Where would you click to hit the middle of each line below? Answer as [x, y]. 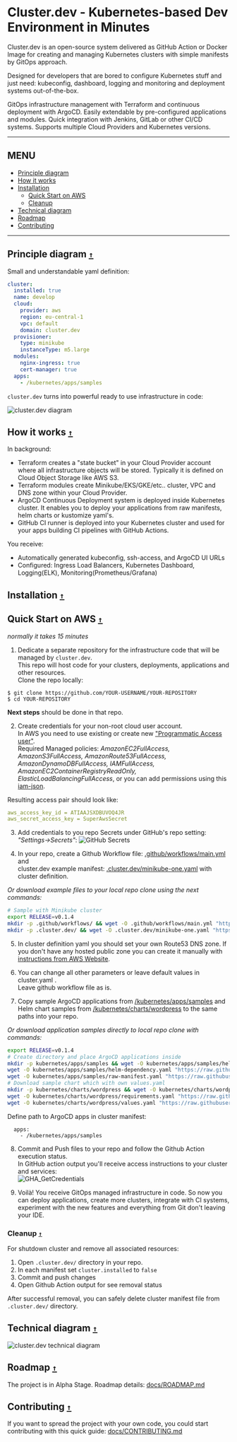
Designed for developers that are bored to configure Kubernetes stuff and [115, 76]
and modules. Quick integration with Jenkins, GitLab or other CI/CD [105, 119]
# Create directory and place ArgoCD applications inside [94, 1057]
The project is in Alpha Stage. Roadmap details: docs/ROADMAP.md [106, 1384]
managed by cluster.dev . [55, 657]
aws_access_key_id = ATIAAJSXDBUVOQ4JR [66, 813]
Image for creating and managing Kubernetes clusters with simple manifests [118, 54]
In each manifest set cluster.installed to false [87, 1270]
